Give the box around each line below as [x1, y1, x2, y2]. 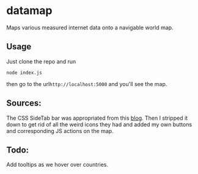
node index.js [6, 70, 43, 76]
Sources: [6, 98, 42, 109]
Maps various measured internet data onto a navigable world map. [6, 24, 174, 31]
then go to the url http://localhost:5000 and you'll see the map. [6, 80, 167, 87]
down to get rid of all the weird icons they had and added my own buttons [6, 120, 193, 128]
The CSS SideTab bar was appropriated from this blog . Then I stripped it [6, 114, 188, 121]
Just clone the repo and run [6, 57, 76, 65]
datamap [6, 4, 53, 18]
